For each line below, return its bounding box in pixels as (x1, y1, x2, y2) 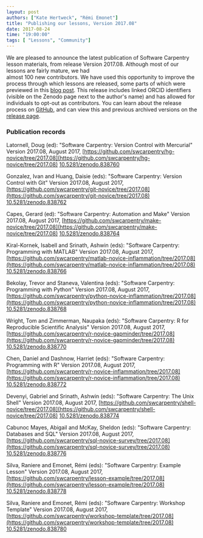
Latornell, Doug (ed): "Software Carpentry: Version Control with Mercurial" (6, 142, 193, 149)
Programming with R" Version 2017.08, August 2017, (6, 361, 136, 369)
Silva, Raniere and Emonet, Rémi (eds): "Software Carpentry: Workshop (6, 500, 185, 507)
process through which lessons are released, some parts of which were (6, 80, 186, 87)
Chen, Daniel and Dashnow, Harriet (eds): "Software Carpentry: (6, 355, 165, 362)
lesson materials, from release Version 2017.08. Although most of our (6, 60, 179, 68)
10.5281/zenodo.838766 (6, 268, 67, 275)
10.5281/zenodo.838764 (59, 230, 120, 237)
